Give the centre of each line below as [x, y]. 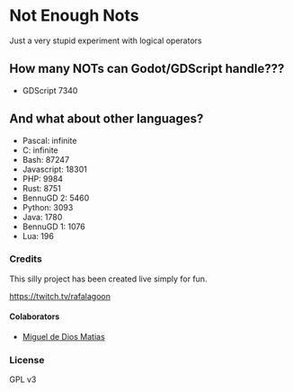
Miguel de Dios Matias [63, 337]
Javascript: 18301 [54, 169]
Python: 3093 [48, 207]
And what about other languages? [107, 119]
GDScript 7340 [50, 90]
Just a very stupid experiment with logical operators [106, 40]
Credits [26, 259]
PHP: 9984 [43, 178]
